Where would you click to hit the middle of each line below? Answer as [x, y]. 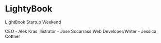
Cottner [13, 36]
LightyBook [29, 9]
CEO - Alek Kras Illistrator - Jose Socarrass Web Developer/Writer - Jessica [81, 31]
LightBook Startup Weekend [33, 22]
